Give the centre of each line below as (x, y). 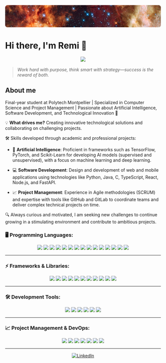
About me (21, 91)
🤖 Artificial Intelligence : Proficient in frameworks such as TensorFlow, (84, 149)
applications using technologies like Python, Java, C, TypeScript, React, (85, 177)
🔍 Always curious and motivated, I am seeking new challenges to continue (81, 214)
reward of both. (33, 75)
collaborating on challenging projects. (44, 128)
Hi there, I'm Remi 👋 (46, 46)
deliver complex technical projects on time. (56, 205)
